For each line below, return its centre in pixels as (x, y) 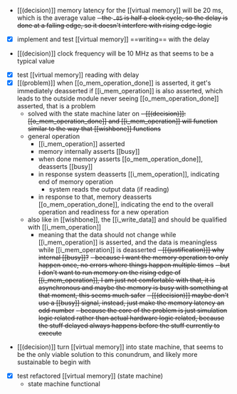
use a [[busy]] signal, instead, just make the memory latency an (131, 303)
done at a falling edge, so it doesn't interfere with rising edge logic (114, 25)
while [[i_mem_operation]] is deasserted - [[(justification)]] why (131, 250)
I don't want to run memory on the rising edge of (109, 273)
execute (50, 333)
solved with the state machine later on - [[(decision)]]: (107, 114)
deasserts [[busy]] (65, 167)
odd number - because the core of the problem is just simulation (133, 311)
